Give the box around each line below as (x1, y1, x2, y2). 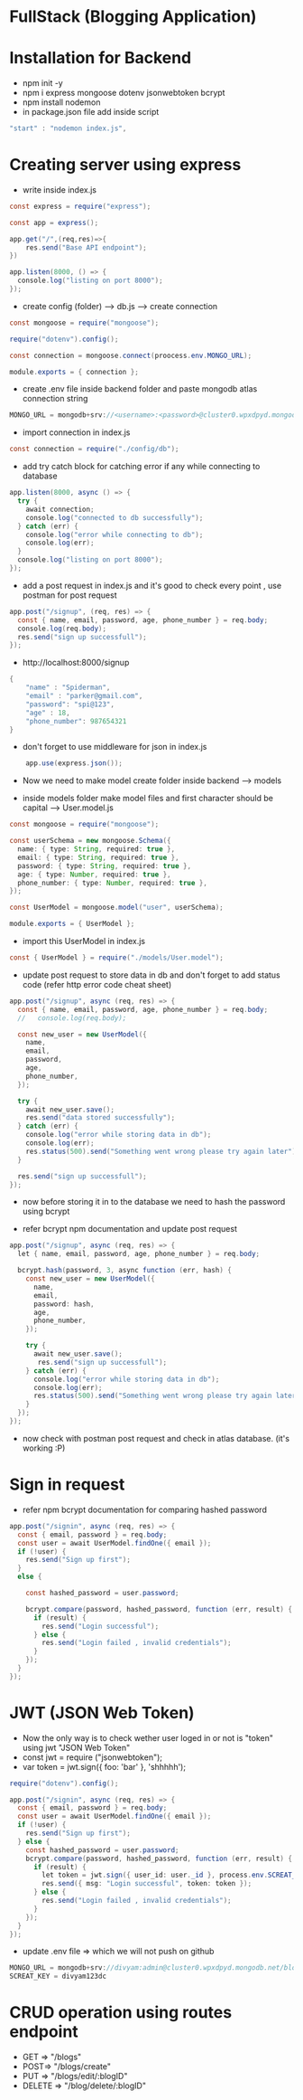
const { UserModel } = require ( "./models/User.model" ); (9, 953, 224, 962)
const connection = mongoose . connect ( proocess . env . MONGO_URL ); (9, 351, 252, 360)
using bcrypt (22, 1206, 70, 1217)
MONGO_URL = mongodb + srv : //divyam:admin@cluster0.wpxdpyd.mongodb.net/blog (9, 1963, 300, 1972)
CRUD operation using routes (9, 2002, 233, 2023)
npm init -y (22, 78, 63, 89)
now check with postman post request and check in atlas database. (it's (22, 1433, 290, 1443)
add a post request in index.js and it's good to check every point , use (22, 580, 282, 591)
